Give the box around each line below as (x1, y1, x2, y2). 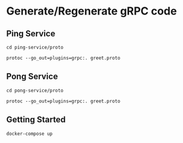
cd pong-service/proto (6, 87, 64, 93)
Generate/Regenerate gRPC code (6, 4, 177, 18)
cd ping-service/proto (6, 44, 64, 50)
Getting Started (6, 115, 66, 125)
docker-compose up (6, 130, 53, 137)
